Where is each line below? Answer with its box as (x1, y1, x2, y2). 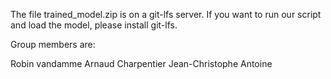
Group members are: (10, 39, 96, 50)
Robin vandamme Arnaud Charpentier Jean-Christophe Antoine (10, 58, 273, 69)
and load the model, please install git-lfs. (10, 19, 178, 31)
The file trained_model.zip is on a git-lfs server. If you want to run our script (10, 9, 322, 20)
